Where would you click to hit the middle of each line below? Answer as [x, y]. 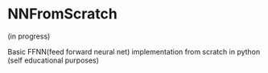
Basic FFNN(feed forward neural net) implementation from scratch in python [134, 51]
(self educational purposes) [54, 60]
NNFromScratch [62, 14]
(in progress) [29, 36]
